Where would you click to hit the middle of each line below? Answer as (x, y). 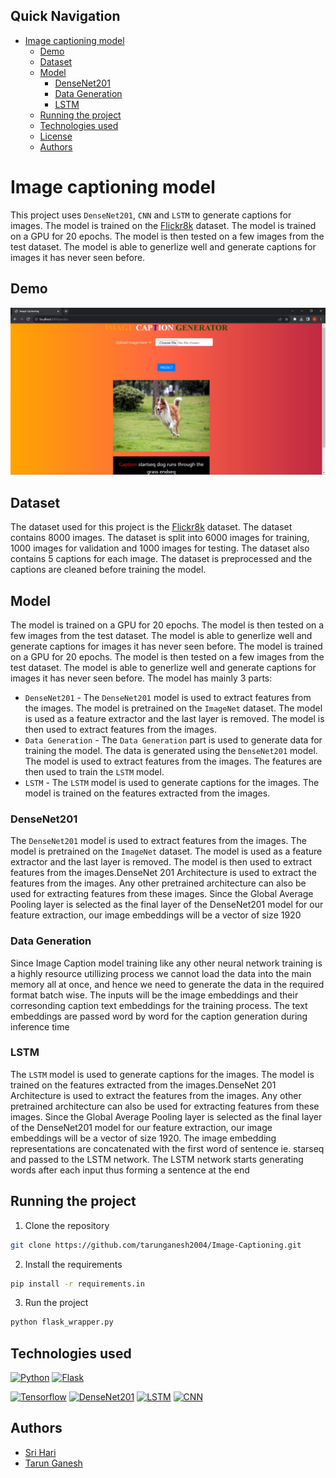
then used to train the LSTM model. (94, 771)
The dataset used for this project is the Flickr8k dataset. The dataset (151, 527)
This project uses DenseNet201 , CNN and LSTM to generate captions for (151, 215)
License (56, 136)
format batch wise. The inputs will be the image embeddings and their (154, 995)
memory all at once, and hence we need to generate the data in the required (167, 984)
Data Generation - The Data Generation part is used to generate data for (173, 740)
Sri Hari (40, 1452)
